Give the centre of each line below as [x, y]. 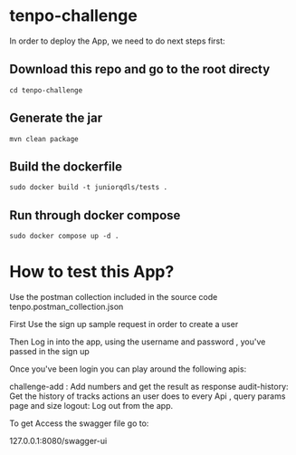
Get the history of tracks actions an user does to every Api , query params [148, 396]
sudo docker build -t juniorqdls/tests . [89, 188]
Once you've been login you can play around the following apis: [128, 369]
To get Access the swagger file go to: [79, 423]
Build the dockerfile [66, 166]
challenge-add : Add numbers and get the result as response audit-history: [149, 387]
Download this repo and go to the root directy [140, 69]
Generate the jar [56, 118]
